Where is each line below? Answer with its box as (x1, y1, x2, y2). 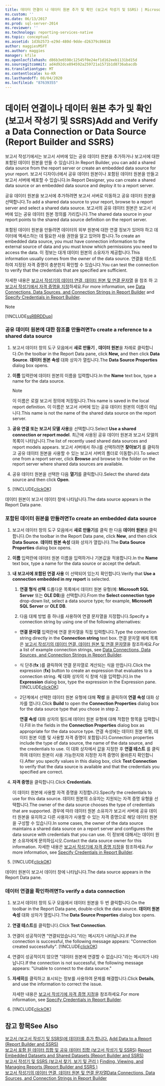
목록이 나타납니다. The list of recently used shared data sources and (12, 438, 147, 444)
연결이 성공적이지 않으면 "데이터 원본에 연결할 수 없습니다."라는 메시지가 (12, 954, 150, 960)
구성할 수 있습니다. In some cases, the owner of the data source (17, 820, 143, 826)
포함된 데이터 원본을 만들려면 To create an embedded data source (5, 515, 157, 522)
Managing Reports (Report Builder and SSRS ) (5, 1064, 98, 1070)
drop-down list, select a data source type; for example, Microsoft (19, 598, 152, 604)
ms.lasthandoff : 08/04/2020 (5, 76, 63, 81)
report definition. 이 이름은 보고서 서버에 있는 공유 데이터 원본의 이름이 (12, 404, 148, 410)
